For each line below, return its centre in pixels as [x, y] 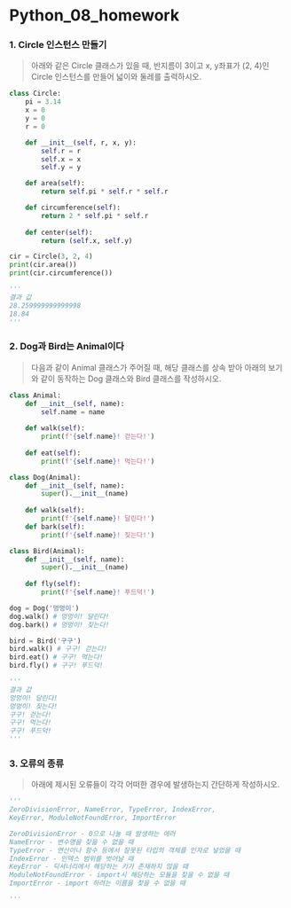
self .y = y [61, 168]
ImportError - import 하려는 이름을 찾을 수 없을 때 [98, 883]
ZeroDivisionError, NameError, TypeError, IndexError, [113, 810]
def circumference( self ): [73, 208]
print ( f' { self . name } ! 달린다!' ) [98, 519]
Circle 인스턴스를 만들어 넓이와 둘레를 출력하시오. [116, 77]
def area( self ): [55, 184]
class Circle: [35, 94]
